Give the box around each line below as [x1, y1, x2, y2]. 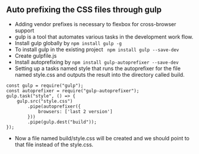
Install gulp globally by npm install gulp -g [14, 39, 122, 46]
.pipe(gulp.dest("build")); [27, 119, 97, 125]
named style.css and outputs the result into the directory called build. [14, 71, 185, 78]
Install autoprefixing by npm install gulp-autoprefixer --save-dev [14, 58, 179, 65]
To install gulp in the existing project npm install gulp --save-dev [14, 46, 179, 53]
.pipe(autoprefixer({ [27, 103, 81, 109]
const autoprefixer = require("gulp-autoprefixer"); [6, 87, 140, 94]
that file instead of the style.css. [14, 141, 94, 148]
